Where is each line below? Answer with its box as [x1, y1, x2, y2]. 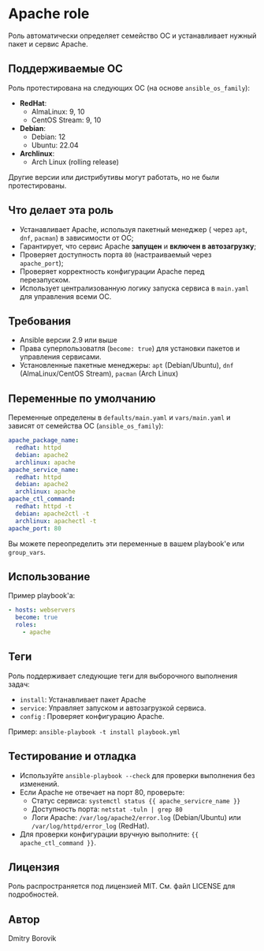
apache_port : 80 [8, 524, 61, 533]
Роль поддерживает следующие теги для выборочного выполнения [8, 671, 238, 680]
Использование [8, 570, 91, 583]
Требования [8, 314, 71, 328]
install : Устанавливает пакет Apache [19, 695, 147, 704]
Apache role [8, 5, 90, 23]
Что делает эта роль [8, 204, 114, 217]
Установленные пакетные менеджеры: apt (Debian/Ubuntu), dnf [19, 361, 234, 370]
